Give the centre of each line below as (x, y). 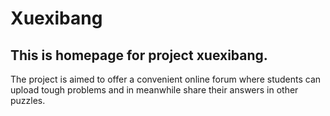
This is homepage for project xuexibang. (139, 55)
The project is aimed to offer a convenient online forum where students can (166, 79)
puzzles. (28, 100)
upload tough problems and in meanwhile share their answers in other (154, 90)
